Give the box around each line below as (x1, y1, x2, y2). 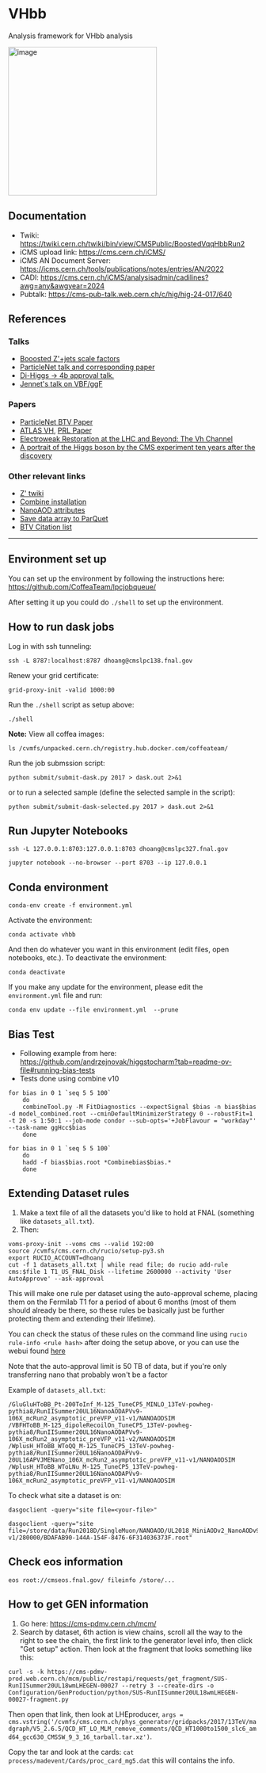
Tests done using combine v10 (19, 1074, 120, 1084)
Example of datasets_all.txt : (8, 1385, 106, 1394)
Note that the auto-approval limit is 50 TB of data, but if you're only (8, 1361, 227, 1371)
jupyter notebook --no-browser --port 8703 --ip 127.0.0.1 (8, 859, 207, 867)
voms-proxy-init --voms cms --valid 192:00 (8, 1240, 154, 1248)
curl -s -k (8, 1668, 44, 1676)
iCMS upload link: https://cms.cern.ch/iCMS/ (19, 247, 166, 257)
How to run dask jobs (8, 620, 115, 634)
